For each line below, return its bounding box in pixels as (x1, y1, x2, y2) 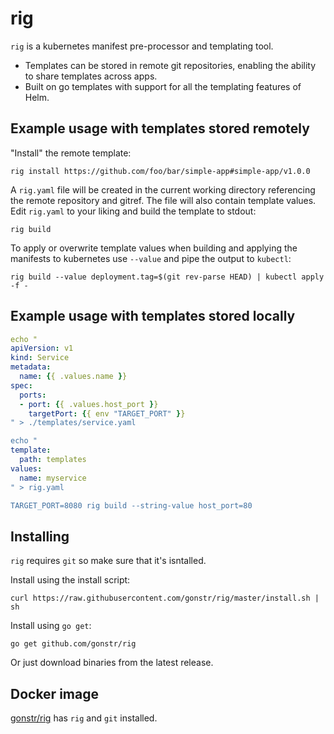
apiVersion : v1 (10, 343, 74, 354)
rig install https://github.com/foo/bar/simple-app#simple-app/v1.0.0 (10, 166, 311, 176)
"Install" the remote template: (10, 147, 132, 159)
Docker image (10, 685, 99, 702)
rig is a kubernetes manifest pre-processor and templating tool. (10, 40, 274, 52)
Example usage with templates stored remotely (10, 120, 310, 137)
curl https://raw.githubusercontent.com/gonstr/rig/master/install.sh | (10, 593, 320, 604)
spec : (10, 380, 33, 391)
